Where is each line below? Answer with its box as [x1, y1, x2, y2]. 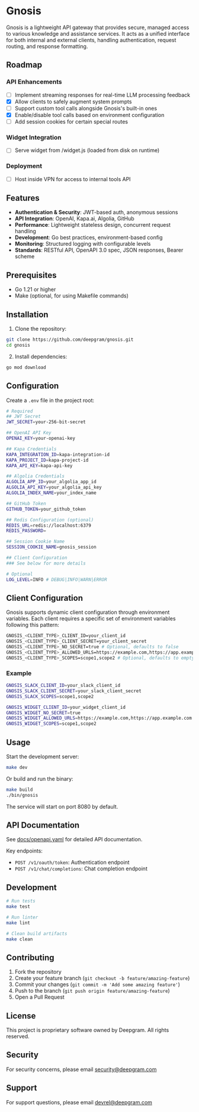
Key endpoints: [6, 847, 43, 854]
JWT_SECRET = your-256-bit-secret [6, 419, 86, 425]
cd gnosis [6, 342, 31, 348]
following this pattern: [6, 622, 59, 629]
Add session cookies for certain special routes [14, 118, 129, 125]
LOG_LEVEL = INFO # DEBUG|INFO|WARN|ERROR [6, 576, 108, 582]
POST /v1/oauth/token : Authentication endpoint [14, 859, 130, 866]
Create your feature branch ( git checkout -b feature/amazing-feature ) [14, 975, 190, 982]
